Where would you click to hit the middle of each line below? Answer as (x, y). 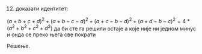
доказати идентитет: (42, 9)
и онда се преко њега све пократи (51, 34)
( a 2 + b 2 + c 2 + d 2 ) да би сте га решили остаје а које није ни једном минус (102, 28)
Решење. (19, 46)
